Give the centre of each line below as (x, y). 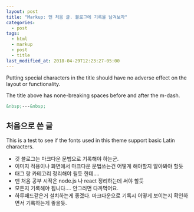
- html (19, 39)
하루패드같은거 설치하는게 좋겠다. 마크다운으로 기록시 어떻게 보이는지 (93, 196)
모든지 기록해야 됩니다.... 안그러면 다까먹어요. (67, 188)
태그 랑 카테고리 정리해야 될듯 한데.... (57, 174)
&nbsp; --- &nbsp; (26, 106)
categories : (21, 22)
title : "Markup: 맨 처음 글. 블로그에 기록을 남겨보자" (67, 17)
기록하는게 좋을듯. (46, 203)
